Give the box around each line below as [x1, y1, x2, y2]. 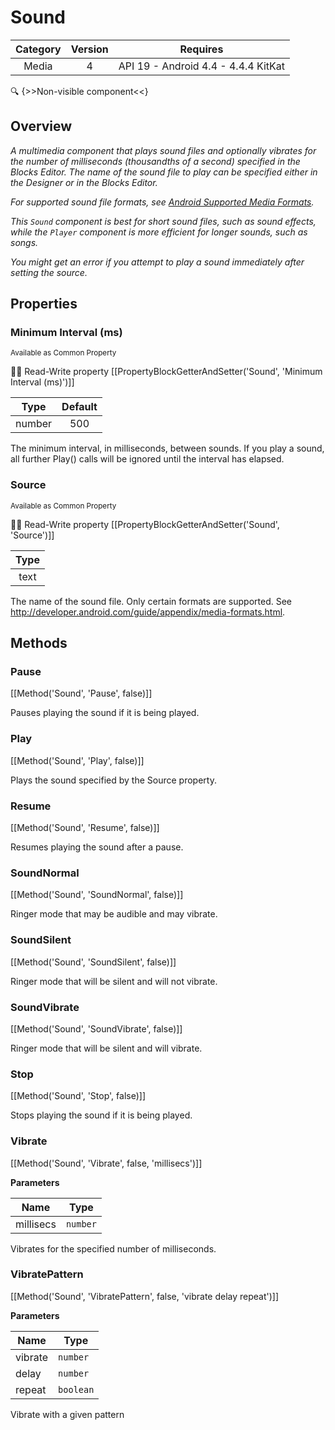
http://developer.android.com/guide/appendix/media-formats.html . [10, 606, 286, 618]
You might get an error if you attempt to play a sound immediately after [10, 256, 305, 268]
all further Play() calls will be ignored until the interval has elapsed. [10, 453, 285, 465]
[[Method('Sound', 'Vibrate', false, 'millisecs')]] [10, 1157, 203, 1169]
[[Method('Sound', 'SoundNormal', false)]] [10, 889, 184, 901]
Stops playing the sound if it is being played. [10, 1109, 193, 1121]
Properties [10, 296, 78, 313]
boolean [58, 1384, 95, 1395]
